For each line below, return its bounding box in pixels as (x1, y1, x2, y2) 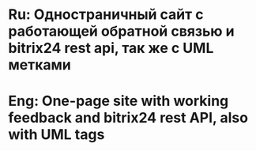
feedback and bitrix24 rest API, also (8, 109, 249, 127)
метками (8, 56, 71, 74)
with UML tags (8, 126, 105, 144)
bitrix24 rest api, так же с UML (8, 40, 214, 57)
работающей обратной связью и (8, 22, 235, 40)
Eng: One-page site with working (8, 92, 229, 110)
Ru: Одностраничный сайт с (8, 6, 204, 24)
